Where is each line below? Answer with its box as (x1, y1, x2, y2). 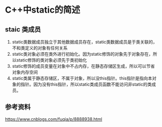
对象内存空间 (12, 69, 38, 75)
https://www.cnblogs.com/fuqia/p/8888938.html (5, 116, 103, 122)
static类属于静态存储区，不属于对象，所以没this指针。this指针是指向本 (12, 76, 152, 81)
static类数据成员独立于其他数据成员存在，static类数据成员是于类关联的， (12, 39, 158, 45)
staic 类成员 (5, 25, 41, 33)
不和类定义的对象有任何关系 (12, 45, 68, 51)
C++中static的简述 (5, 4, 81, 16)
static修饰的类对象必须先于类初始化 (16, 57, 87, 63)
